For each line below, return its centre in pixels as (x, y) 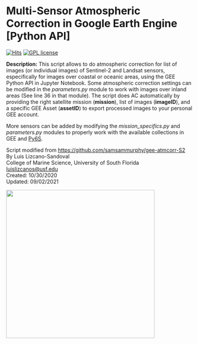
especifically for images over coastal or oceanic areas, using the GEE (91, 77)
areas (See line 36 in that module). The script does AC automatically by (93, 95)
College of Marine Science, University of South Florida (73, 163)
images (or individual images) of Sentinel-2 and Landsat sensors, (86, 70)
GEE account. (23, 114)
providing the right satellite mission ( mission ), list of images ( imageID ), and (98, 101)
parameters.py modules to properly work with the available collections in (95, 132)
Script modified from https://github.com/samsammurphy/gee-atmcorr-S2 (96, 150)
